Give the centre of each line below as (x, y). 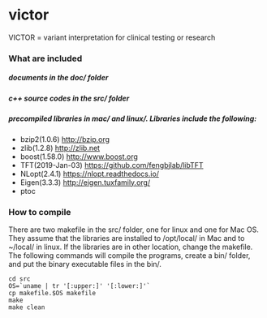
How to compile (40, 212)
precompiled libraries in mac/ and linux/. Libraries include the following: (133, 118)
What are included (45, 58)
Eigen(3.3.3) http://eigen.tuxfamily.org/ (85, 182)
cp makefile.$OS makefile (52, 293)
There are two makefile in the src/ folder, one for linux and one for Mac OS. (134, 230)
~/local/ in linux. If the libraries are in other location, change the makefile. (131, 247)
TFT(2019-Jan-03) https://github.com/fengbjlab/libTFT (112, 165)
